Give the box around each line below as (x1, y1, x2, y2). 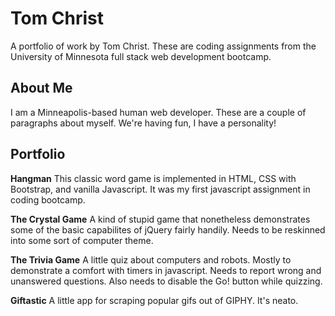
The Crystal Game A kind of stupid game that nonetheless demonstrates (10, 213, 311, 225)
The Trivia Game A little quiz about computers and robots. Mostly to (10, 253, 292, 266)
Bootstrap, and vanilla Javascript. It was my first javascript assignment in (10, 183, 311, 195)
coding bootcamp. (10, 193, 86, 206)
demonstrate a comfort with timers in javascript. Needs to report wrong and (10, 264, 322, 276)
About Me (10, 80, 73, 97)
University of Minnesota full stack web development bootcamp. (10, 50, 272, 62)
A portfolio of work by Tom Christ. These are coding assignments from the (10, 40, 317, 52)
